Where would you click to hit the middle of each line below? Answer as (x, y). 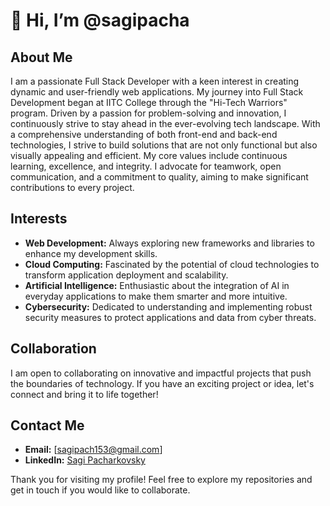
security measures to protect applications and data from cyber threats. (170, 317)
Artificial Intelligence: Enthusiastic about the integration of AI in (157, 285)
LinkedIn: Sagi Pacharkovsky (85, 460)
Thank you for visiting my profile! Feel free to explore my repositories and (161, 480)
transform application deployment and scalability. (126, 275)
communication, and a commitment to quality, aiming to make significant (159, 177)
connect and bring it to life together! (84, 394)
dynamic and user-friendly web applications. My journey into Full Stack (157, 92)
